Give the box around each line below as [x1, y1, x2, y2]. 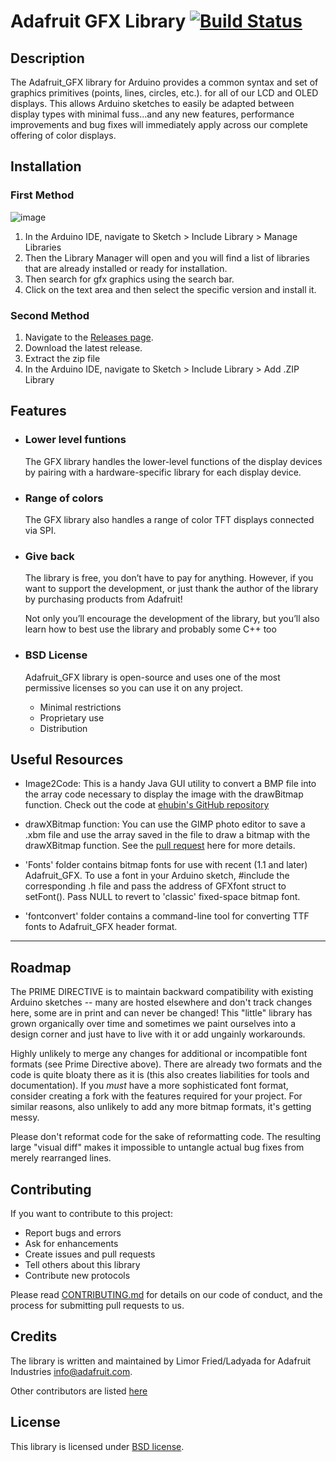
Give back [24, 549, 75, 563]
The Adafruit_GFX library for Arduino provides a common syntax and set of [10, 76, 319, 88]
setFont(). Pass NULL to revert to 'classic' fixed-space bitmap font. [24, 891, 301, 903]
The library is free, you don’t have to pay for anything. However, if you [24, 572, 314, 584]
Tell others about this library [24, 1259, 141, 1270]
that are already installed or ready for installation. [24, 262, 228, 274]
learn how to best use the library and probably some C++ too [24, 623, 277, 635]
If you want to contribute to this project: [10, 1208, 173, 1219]
